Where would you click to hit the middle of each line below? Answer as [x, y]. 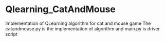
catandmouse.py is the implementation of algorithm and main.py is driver [83, 28]
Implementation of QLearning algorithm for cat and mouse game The [78, 23]
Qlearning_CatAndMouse [60, 9]
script [12, 34]
